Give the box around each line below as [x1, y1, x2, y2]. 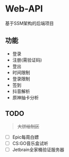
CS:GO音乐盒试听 [12, 140, 49, 146]
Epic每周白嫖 [12, 134, 39, 140]
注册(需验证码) [12, 57, 42, 63]
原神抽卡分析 [12, 94, 39, 100]
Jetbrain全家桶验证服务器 [12, 146, 65, 152]
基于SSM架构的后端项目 [5, 20, 54, 26]
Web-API [5, 3, 43, 15]
